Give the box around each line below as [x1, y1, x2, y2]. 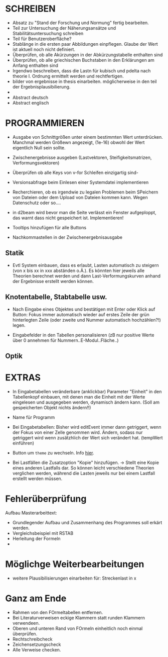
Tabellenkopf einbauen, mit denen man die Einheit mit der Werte [12, 394, 145, 400]
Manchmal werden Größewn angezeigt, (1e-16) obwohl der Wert [12, 139, 145, 145]
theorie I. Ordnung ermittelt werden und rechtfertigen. [12, 73, 124, 79]
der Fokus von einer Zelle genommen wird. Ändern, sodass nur [12, 429, 143, 435]
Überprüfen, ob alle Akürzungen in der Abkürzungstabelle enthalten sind [12, 51, 163, 58]
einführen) [12, 440, 34, 446]
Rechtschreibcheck [12, 636, 53, 642]
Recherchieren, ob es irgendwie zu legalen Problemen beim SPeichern [12, 189, 158, 195]
